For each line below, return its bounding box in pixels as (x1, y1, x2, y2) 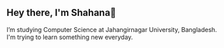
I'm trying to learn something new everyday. (6, 33, 133, 41)
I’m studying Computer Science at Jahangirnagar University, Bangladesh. (6, 25, 218, 33)
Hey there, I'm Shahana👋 (6, 7, 117, 19)
